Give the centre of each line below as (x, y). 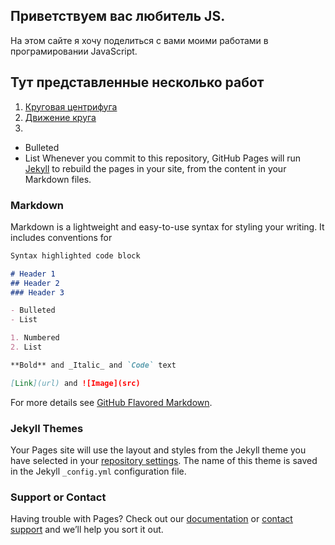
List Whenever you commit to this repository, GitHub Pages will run (163, 158)
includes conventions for (61, 237)
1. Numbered (35, 338)
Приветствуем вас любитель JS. (118, 16)
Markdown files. (58, 179)
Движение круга (60, 117)
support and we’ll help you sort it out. (87, 530)
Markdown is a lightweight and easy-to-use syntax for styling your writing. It (167, 226)
